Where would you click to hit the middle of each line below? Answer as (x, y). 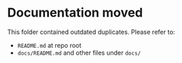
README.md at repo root (49, 45)
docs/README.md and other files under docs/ (79, 53)
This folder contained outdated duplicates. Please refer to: (91, 32)
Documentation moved (75, 13)
